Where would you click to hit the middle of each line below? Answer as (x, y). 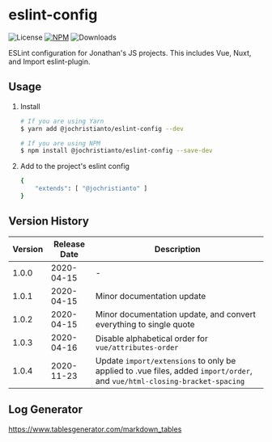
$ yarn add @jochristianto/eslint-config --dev (102, 128)
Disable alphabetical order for (152, 339)
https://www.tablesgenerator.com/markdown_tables (95, 429)
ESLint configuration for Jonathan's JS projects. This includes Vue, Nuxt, (130, 53)
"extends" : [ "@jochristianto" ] (91, 189)
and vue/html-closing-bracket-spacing (170, 381)
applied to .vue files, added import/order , (174, 371)
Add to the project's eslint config (74, 166)
